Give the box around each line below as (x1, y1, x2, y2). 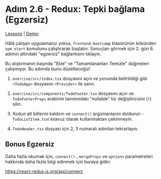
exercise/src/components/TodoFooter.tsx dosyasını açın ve (12, 90, 134, 96)
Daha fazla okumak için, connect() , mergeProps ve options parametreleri (5, 153, 153, 159)
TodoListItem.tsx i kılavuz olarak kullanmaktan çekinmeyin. (12, 116, 133, 122)
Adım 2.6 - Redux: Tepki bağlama (5, 3, 145, 15)
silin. (12, 101, 22, 107)
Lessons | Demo (5, 30, 39, 36)
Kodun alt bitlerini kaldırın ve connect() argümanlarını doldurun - (12, 111, 144, 117)
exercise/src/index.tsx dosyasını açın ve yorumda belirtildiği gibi (12, 75, 148, 81)
